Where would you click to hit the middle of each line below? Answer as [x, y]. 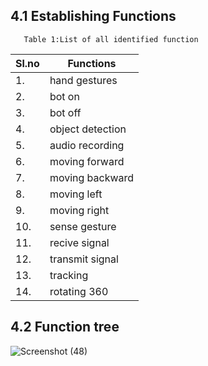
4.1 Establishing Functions [93, 16]
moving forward [87, 161]
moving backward [92, 177]
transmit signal [84, 259]
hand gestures [83, 80]
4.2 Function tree [65, 327]
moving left [76, 194]
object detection [88, 129]
